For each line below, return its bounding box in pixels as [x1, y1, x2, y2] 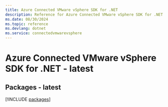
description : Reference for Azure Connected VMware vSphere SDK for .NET [5, 12, 163, 17]
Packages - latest [5, 83, 61, 91]
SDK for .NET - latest [5, 63, 94, 74]
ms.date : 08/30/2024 [5, 17, 49, 22]
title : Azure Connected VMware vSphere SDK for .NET [5, 7, 118, 13]
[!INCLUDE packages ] [5, 96, 51, 102]
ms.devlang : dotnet [5, 26, 46, 31]
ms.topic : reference [5, 21, 49, 27]
